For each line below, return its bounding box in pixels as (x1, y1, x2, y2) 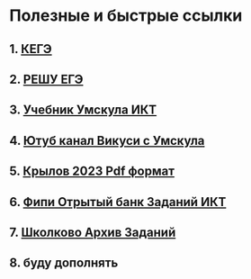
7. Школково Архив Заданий (9, 224, 176, 239)
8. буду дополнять (9, 256, 119, 271)
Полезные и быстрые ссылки (9, 5, 243, 26)
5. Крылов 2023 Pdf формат (9, 164, 175, 179)
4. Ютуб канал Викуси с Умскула (9, 132, 205, 148)
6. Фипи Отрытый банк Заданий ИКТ (9, 194, 227, 210)
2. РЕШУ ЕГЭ (9, 71, 84, 86)
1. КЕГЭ (9, 41, 52, 57)
